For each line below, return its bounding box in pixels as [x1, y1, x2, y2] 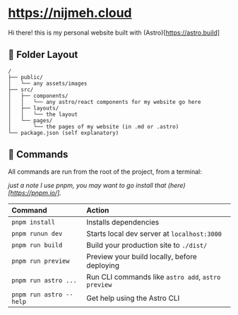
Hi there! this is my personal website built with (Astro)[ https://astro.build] [8, 28, 220, 37]
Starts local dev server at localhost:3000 [86, 228, 222, 238]
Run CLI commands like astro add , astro [86, 272, 221, 282]
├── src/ [8, 86, 34, 93]
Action [86, 205, 109, 215]
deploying [86, 260, 119, 270]
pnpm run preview [11, 256, 70, 265]
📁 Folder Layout [8, 49, 78, 61]
